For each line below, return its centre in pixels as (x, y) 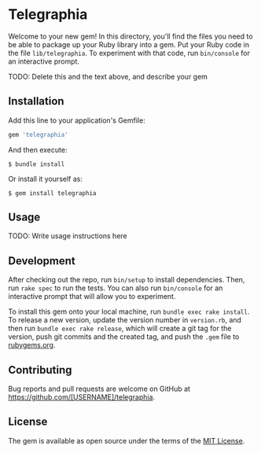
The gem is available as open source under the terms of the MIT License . (127, 440)
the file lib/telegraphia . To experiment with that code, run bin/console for (129, 53)
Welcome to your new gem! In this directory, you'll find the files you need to (130, 36)
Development (42, 261)
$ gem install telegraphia (52, 193)
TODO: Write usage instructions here (68, 236)
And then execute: (38, 149)
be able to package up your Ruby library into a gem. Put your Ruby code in (129, 44)
